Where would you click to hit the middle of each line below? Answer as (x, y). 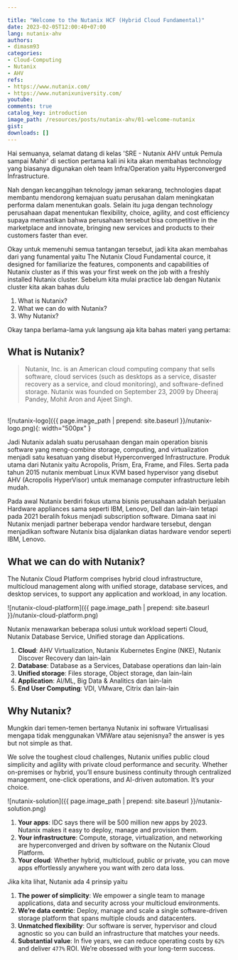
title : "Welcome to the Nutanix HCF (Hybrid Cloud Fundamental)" (106, 20)
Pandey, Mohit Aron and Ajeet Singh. (79, 399)
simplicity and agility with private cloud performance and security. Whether (118, 764)
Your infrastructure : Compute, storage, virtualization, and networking (120, 837)
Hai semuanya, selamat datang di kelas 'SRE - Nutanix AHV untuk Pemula (115, 153)
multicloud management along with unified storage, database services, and (118, 587)
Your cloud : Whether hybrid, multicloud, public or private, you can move (123, 860)
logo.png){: (24, 428)
